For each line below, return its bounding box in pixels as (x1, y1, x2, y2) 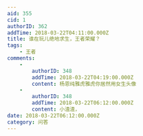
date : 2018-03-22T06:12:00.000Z (7, 112, 100, 119)
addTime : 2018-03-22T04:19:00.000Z (32, 73, 134, 81)
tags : (7, 42, 23, 49)
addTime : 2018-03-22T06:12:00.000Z (32, 100, 134, 106)
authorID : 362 (7, 23, 48, 30)
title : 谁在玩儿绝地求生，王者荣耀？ (7, 36, 101, 43)
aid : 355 (7, 10, 32, 17)
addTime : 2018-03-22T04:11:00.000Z (7, 29, 109, 36)
